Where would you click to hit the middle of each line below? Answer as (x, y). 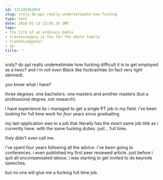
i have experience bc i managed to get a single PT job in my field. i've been (81, 109)
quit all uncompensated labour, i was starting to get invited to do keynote (79, 157)
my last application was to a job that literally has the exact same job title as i (82, 123)
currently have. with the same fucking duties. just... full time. (66, 128)
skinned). (14, 75)
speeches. (16, 163)
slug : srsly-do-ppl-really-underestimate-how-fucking (61, 14)
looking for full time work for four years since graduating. (63, 113)
